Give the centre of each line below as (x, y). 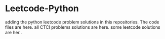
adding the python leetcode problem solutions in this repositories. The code (82, 22)
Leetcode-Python (42, 9)
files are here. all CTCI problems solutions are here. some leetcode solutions (83, 27)
